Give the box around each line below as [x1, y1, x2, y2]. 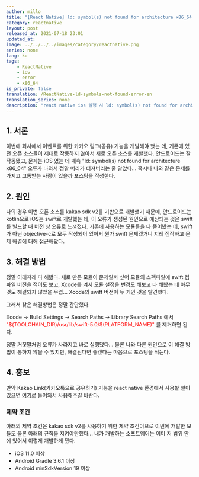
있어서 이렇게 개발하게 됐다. [12, 437, 76, 444]
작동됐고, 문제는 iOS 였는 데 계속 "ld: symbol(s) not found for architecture [6, 158, 181, 165]
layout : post [6, 25, 38, 31]
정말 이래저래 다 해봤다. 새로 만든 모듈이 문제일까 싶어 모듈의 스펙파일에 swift [6, 273, 184, 280]
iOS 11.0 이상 [14, 450, 46, 457]
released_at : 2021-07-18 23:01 [6, 31, 84, 37]
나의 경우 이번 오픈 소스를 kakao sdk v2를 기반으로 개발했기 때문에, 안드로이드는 [6, 208, 192, 215]
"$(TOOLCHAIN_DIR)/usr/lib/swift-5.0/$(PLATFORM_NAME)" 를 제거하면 [6, 321, 182, 328]
